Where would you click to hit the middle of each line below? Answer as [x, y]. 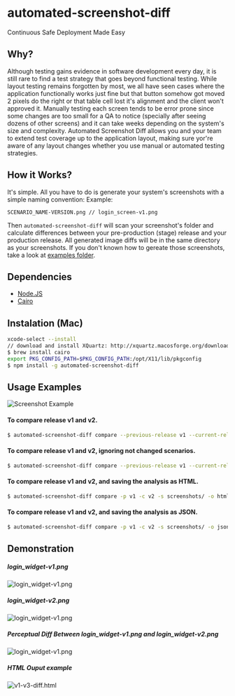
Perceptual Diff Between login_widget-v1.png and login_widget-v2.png [113, 634]
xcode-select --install [42, 340]
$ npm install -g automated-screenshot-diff [73, 366]
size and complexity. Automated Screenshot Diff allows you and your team [114, 130]
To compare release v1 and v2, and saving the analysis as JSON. [102, 512]
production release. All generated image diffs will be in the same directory [114, 240]
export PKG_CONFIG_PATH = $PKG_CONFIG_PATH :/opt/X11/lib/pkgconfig [104, 359]
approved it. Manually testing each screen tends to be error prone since [111, 108]
